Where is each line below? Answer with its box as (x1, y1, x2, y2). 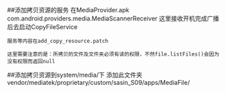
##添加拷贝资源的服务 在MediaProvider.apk (7, 6, 129, 14)
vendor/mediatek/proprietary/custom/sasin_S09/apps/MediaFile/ (7, 79, 190, 86)
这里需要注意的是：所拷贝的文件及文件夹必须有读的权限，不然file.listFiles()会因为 (7, 51, 220, 58)
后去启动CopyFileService (7, 23, 78, 31)
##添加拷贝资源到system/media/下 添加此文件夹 (7, 71, 142, 79)
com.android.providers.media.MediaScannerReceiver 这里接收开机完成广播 (7, 14, 219, 22)
